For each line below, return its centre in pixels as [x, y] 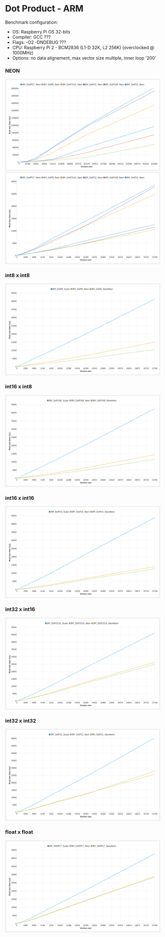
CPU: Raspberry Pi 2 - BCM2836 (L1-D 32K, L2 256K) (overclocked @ [83, 47]
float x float [19, 832]
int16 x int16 [20, 498]
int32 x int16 [20, 609]
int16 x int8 [18, 386]
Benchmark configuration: [32, 22]
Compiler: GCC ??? [31, 37]
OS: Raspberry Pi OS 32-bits [41, 32]
